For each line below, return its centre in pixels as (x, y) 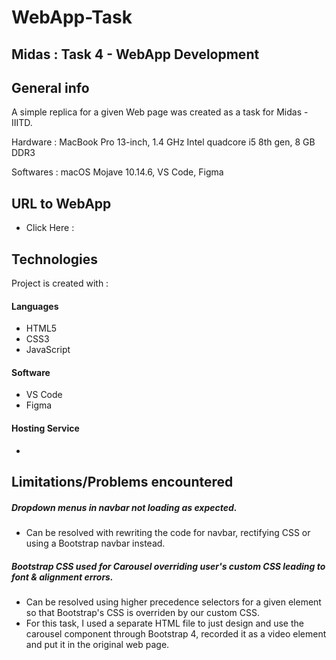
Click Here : (50, 228)
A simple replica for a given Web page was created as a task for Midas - (160, 112)
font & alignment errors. (62, 577)
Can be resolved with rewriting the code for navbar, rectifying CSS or (168, 532)
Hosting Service (45, 428)
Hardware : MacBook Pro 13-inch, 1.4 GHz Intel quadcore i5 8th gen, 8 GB (163, 142)
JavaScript (48, 350)
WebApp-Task (72, 17)
